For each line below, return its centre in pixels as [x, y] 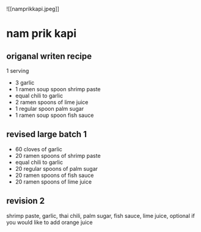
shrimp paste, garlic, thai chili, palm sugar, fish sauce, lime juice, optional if [101, 215]
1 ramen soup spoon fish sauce [54, 115]
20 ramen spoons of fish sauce [54, 175]
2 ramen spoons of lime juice [52, 102]
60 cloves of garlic [39, 149]
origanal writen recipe [49, 56]
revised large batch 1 [47, 134]
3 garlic [25, 83]
